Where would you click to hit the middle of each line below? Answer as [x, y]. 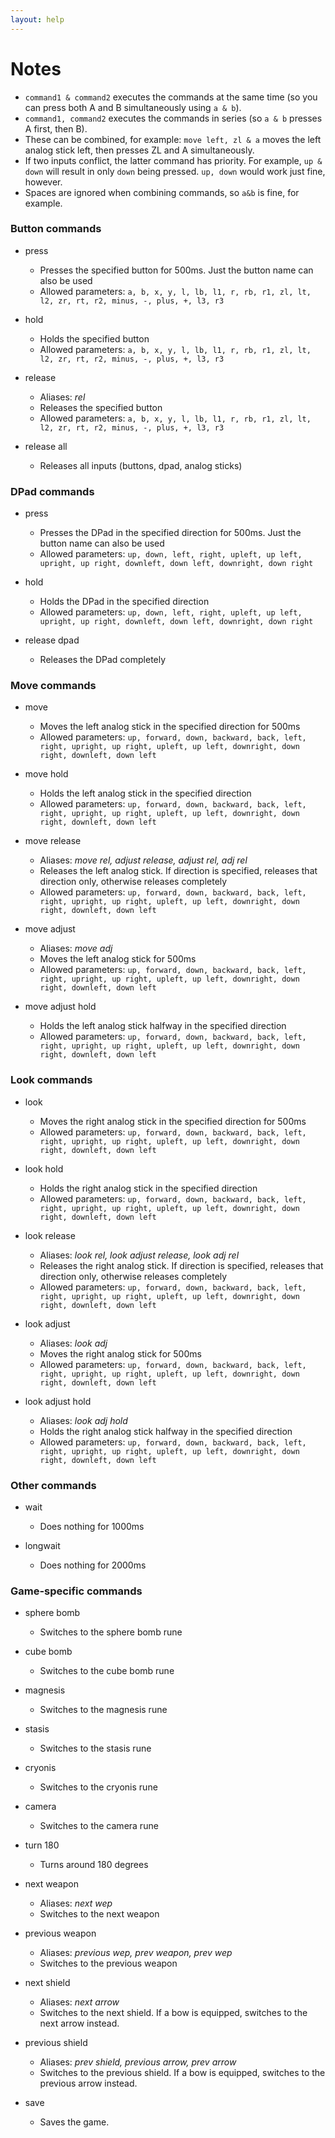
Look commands [51, 1080]
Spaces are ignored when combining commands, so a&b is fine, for [162, 192]
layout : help [37, 19]
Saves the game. [74, 2122]
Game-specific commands [76, 1591]
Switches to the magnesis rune [103, 1710]
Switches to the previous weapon [108, 1963]
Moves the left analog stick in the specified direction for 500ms [170, 727]
